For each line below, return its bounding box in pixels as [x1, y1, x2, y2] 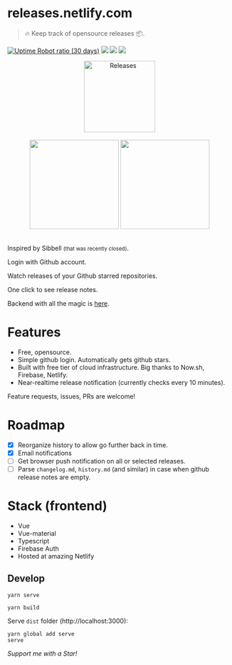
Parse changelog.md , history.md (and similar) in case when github [17, 465, 210, 473]
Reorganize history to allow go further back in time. [17, 441, 169, 449]
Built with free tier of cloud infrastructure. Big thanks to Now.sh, [17, 363, 205, 371]
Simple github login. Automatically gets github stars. [17, 355, 171, 364]
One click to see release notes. [7, 285, 98, 294]
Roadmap [7, 417, 65, 434]
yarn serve [7, 591, 40, 599]
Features [7, 324, 61, 341]
